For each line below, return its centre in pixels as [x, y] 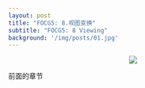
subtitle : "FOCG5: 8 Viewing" [58, 30]
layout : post [30, 15]
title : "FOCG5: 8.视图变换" [52, 23]
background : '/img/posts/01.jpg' [63, 38]
